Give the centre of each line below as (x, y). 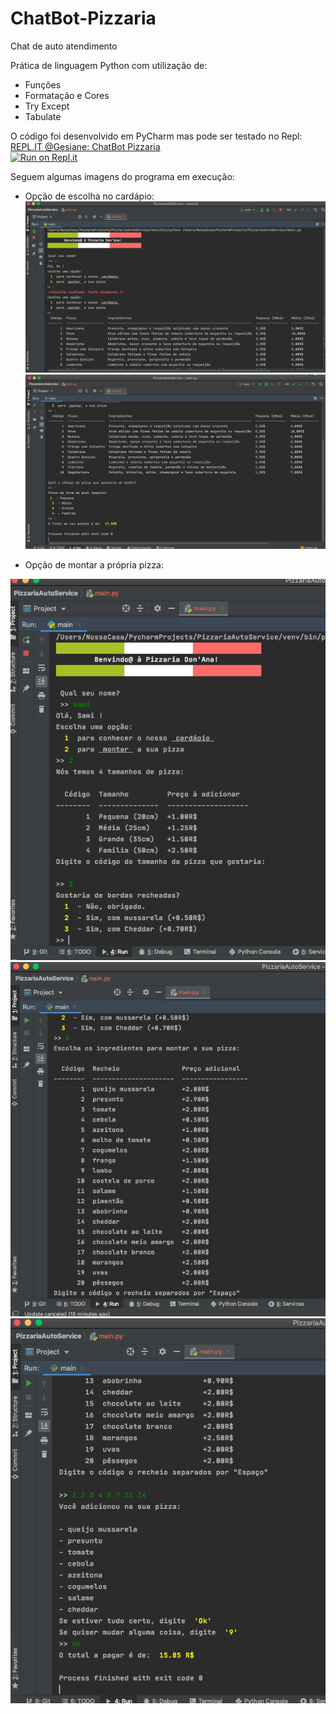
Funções (43, 84)
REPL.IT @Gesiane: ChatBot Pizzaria (85, 146)
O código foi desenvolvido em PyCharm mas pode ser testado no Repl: (156, 136)
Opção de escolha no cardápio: (89, 196)
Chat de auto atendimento (64, 46)
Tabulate (43, 116)
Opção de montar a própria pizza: (94, 564)
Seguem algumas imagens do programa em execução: (122, 176)
